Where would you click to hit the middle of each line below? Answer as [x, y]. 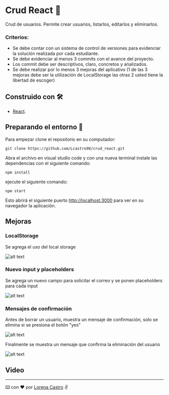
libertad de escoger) [34, 81]
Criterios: [17, 37]
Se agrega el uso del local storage [40, 247]
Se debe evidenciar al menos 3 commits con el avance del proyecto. [83, 59]
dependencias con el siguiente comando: [48, 163]
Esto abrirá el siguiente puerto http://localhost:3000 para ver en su [74, 200]
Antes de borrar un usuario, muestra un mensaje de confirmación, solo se [82, 320]
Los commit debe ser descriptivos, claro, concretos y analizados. [80, 64]
